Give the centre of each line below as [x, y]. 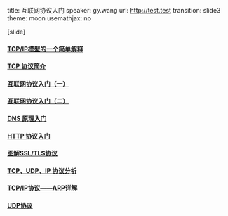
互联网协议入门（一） [38, 84]
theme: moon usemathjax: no [49, 18]
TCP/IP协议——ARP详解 [42, 188]
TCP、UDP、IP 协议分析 [42, 170]
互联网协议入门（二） [38, 101]
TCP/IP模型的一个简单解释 [45, 49]
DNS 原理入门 [27, 118]
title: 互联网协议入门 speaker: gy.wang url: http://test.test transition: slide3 [114, 10]
